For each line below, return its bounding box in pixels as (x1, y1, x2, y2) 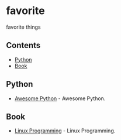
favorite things (6, 23, 41, 30)
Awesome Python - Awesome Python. (14, 95, 106, 102)
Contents (6, 40, 41, 50)
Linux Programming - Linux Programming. (14, 127, 116, 134)
